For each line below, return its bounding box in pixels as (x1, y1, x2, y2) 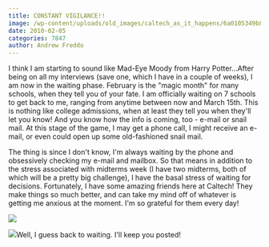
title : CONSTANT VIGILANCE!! (8, 11, 106, 20)
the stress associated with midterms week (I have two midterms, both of (8, 164, 247, 174)
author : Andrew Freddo (8, 42, 84, 50)
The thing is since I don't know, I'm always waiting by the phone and (8, 148, 234, 157)
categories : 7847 (8, 34, 66, 43)
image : (8, 19, 30, 27)
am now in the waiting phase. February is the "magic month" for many (8, 81, 239, 91)
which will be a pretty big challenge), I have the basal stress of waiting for (8, 173, 251, 183)
